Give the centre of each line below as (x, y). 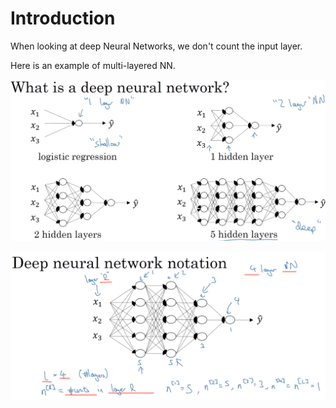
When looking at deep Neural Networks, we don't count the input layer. (156, 46)
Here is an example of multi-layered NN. (93, 65)
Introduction (63, 18)
